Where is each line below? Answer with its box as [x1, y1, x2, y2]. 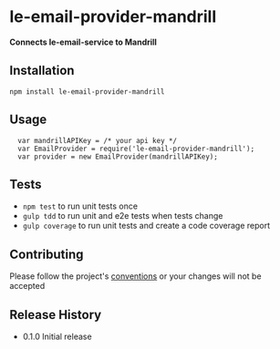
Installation [9, 63, 75, 78]
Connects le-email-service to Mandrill [9, 36, 158, 47]
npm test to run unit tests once [22, 200, 139, 211]
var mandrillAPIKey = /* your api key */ [17, 136, 178, 145]
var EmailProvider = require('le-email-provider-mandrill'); [17, 144, 255, 153]
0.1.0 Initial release [22, 331, 93, 342]
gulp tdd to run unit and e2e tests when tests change [22, 210, 223, 221]
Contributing [9, 246, 84, 262]
